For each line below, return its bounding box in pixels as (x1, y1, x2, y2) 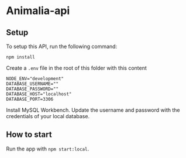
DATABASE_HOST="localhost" (6, 91, 72, 97)
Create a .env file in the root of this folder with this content (6, 64, 147, 71)
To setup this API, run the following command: (6, 43, 118, 50)
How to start (6, 130, 52, 140)
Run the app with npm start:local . (6, 145, 89, 152)
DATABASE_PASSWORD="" (6, 86, 59, 92)
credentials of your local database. (6, 113, 89, 119)
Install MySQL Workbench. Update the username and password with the (6, 107, 180, 114)
